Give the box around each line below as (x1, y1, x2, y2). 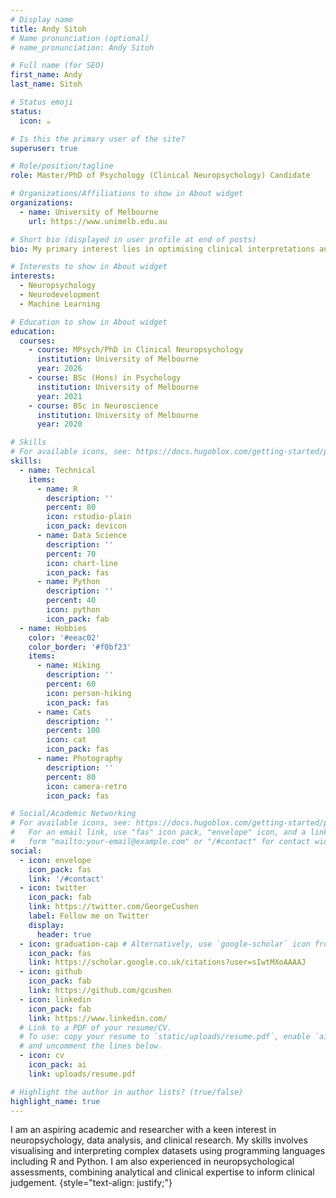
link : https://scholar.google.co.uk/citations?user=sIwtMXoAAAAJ (28, 957, 307, 968)
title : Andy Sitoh (10, 24, 87, 34)
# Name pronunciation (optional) (10, 33, 150, 43)
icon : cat (46, 735, 87, 745)
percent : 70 (46, 549, 97, 559)
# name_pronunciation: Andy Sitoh (10, 42, 155, 53)
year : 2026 (36, 364, 83, 374)
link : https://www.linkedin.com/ (28, 1013, 168, 1023)
